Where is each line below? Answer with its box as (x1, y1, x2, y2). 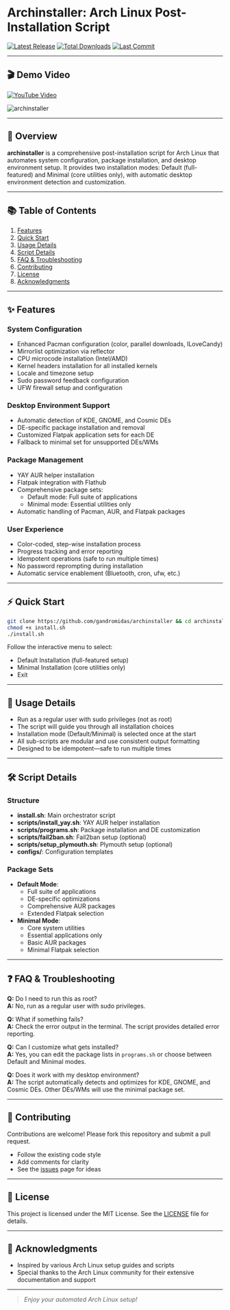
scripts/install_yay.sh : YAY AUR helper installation (16, 818, 160, 827)
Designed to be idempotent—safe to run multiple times (16, 744, 172, 753)
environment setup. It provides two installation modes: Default (7, 163, 183, 171)
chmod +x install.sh (7, 624, 66, 631)
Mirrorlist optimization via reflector (16, 348, 115, 356)
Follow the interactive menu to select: (7, 643, 113, 651)
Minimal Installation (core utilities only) (16, 664, 126, 672)
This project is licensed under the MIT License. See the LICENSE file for (7, 1209, 209, 1217)
